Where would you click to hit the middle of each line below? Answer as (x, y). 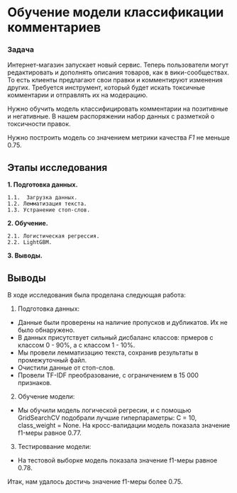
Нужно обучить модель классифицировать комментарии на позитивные (118, 109)
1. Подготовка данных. (43, 184)
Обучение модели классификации (116, 12)
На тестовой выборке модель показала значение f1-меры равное (117, 460)
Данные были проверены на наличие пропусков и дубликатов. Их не (123, 323)
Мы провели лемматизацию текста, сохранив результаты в (108, 353)
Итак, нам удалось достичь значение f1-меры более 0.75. (95, 482)
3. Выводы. (25, 255)
